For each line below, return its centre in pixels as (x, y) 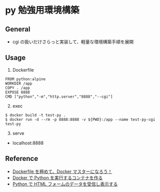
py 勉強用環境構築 (42, 10)
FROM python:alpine (25, 79)
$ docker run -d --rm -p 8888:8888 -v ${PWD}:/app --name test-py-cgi (80, 119)
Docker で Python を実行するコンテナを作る (57, 177)
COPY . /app (17, 88)
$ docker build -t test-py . (35, 115)
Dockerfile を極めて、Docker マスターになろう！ (62, 171)
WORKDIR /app (19, 83)
